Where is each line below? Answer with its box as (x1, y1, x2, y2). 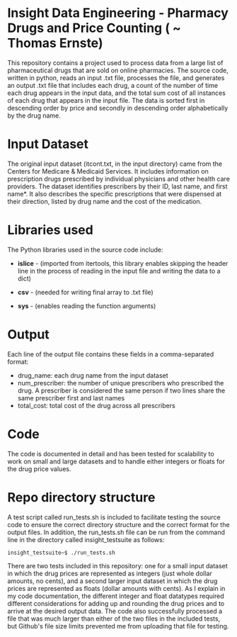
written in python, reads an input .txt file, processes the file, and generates (7, 73, 225, 82)
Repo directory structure (7, 489, 156, 505)
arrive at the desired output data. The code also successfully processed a (7, 607, 223, 615)
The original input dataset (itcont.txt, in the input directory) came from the (7, 159, 223, 168)
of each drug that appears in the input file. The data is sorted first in (7, 96, 205, 104)
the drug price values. (7, 464, 71, 473)
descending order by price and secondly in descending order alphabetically (7, 103, 229, 112)
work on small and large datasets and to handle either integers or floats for (7, 457, 225, 466)
